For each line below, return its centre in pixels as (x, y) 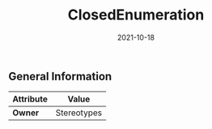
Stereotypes (79, 113)
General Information (60, 76)
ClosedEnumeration (136, 15)
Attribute (30, 99)
